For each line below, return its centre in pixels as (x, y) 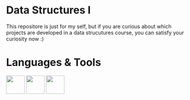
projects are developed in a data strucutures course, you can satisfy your (95, 32)
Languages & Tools (54, 63)
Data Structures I (48, 10)
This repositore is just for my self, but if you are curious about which (89, 26)
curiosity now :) (25, 39)
